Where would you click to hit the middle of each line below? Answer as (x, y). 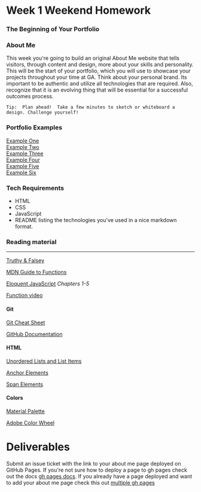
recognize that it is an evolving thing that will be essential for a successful (97, 90)
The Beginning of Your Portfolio (53, 29)
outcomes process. (30, 96)
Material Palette (25, 411)
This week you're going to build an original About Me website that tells (93, 58)
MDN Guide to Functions (36, 272)
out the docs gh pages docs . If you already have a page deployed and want (99, 476)
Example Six (22, 172)
